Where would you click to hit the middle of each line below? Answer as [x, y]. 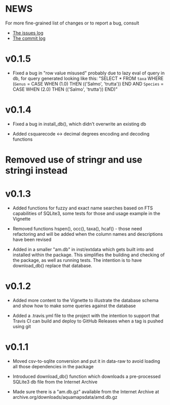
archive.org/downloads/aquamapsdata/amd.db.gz [65, 397]
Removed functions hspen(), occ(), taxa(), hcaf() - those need [77, 228]
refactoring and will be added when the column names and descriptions [88, 234]
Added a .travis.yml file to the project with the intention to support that [86, 315]
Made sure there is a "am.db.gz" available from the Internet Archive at [86, 391]
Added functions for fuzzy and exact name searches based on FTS [83, 208]
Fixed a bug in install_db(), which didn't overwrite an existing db [79, 124]
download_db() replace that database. [52, 265]
